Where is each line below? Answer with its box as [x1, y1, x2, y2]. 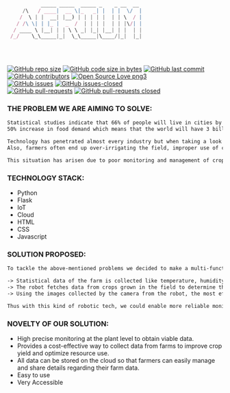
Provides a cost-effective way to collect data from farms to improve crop [16, 342, 222, 350]
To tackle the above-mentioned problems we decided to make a [7, 265, 188, 272]
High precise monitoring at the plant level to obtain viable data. [16, 335, 194, 343]
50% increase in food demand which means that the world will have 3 [7, 126, 210, 133]
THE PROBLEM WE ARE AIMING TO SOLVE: [7, 104, 153, 114]
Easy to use [16, 371, 50, 379]
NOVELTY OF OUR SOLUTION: [7, 319, 110, 329]
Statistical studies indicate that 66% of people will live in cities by [7, 119, 222, 126]
